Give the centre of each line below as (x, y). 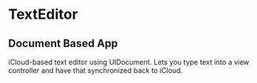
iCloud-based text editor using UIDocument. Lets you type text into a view (129, 62)
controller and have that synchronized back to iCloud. (96, 70)
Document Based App (63, 43)
